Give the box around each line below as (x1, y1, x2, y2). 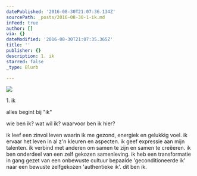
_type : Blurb (6, 64, 39, 70)
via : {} (6, 31, 26, 37)
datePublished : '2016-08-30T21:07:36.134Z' (6, 8, 116, 15)
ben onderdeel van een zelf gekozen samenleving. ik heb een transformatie (6, 150, 192, 158)
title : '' (6, 42, 31, 48)
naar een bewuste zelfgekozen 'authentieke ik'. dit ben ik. (6, 163, 147, 171)
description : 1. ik (6, 53, 55, 59)
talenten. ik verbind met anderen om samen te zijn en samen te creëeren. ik (6, 144, 191, 152)
